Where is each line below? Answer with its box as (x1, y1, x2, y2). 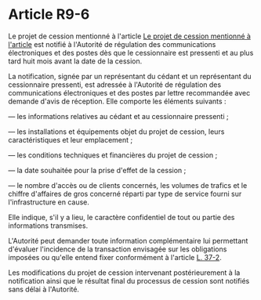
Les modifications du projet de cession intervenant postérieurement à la (8, 268, 241, 277)
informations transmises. (8, 221, 89, 230)
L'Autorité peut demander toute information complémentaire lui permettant (8, 236, 248, 245)
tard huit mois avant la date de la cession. (8, 56, 143, 66)
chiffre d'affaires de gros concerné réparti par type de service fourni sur (8, 189, 242, 198)
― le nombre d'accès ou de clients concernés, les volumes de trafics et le (8, 180, 248, 190)
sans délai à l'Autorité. (8, 284, 80, 294)
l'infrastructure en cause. (8, 197, 90, 207)
